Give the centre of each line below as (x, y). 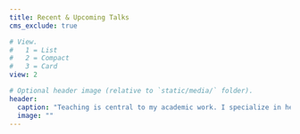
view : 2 (24, 75)
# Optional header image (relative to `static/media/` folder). (131, 91)
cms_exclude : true (43, 26)
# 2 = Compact (39, 59)
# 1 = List (33, 50)
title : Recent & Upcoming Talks (69, 17)
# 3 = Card (33, 67)
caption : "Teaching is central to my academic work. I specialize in (149, 107)
